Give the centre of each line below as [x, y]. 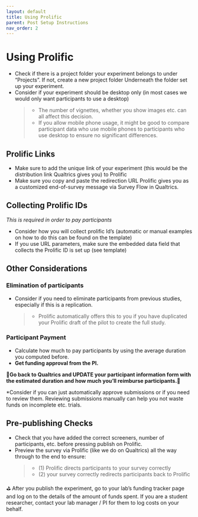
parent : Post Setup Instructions [47, 22]
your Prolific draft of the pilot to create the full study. [102, 322]
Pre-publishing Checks [50, 423]
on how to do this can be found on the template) [73, 238]
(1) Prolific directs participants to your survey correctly [105, 468]
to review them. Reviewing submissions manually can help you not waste [95, 398]
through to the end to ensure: [50, 456]
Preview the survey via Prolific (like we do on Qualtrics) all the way [96, 450]
